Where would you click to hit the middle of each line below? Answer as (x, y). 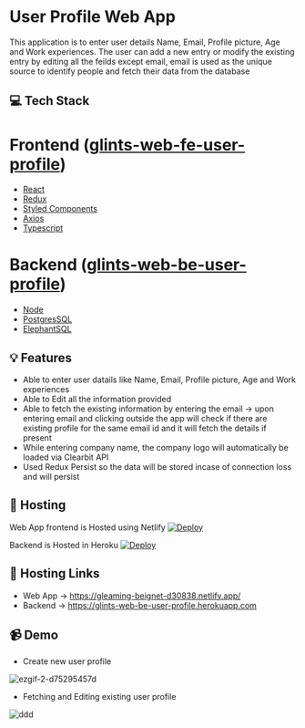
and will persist (51, 477)
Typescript (43, 228)
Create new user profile (67, 661)
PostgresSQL (47, 319)
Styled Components (60, 209)
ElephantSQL (47, 329)
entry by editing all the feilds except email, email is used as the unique (141, 61)
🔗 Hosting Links (55, 573)
